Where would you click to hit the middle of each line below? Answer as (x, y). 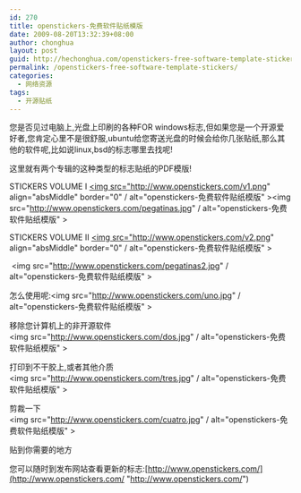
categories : (31, 76)
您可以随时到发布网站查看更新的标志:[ (79, 469)
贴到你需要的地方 (41, 450)
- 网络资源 (35, 84)
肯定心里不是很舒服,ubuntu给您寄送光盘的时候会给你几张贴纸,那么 (156, 139)
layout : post (34, 51)
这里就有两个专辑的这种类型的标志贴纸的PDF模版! (101, 169)
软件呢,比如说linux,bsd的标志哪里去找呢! (99, 149)
